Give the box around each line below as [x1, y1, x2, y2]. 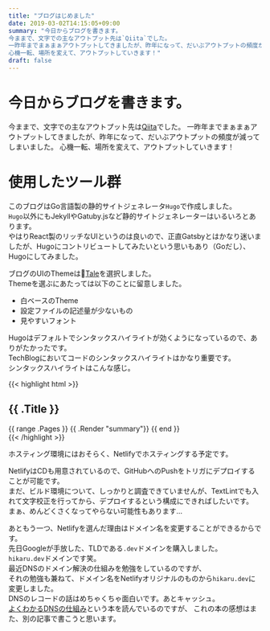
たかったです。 [22, 342, 72, 352]
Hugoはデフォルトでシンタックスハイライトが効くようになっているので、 [8, 333, 251, 342]
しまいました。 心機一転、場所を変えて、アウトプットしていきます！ [8, 141, 235, 151]
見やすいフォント [19, 315, 77, 326]
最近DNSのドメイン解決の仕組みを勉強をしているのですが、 [8, 563, 207, 573]
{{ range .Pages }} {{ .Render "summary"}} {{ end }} [8, 424, 180, 433]
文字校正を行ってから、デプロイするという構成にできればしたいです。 [22, 496, 254, 506]
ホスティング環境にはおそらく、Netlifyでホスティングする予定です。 [8, 449, 233, 458]
